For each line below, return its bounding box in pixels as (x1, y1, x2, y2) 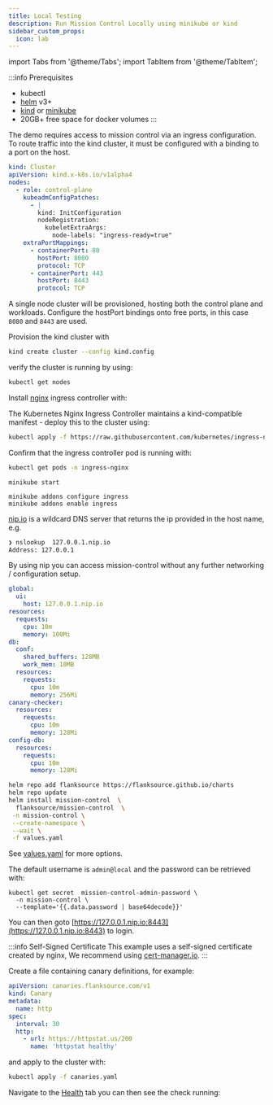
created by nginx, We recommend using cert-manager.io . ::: (8, 950, 209, 960)
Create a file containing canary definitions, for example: (8, 966, 195, 976)
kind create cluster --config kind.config (8, 347, 154, 356)
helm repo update (8, 788, 67, 797)
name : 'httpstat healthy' (29, 1042, 118, 1050)
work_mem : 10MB (23, 661, 75, 669)
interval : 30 (15, 1020, 60, 1028)
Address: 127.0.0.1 (8, 546, 75, 554)
